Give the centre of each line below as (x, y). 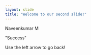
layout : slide (20, 10)
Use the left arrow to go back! (35, 47)
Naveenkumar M (22, 28)
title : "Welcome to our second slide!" (46, 14)
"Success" (16, 38)
